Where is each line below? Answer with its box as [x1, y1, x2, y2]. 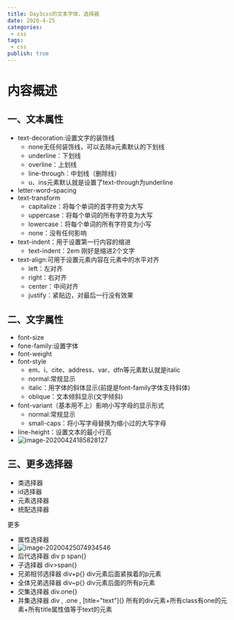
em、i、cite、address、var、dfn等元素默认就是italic [28, 365, 181, 374]
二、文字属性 [7, 314, 64, 326]
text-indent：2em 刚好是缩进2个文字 [28, 246, 135, 255]
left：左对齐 [28, 264, 63, 272]
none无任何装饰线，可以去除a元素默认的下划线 [28, 142, 165, 151]
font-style [17, 357, 47, 365]
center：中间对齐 [28, 282, 79, 290]
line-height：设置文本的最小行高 [17, 427, 112, 436]
